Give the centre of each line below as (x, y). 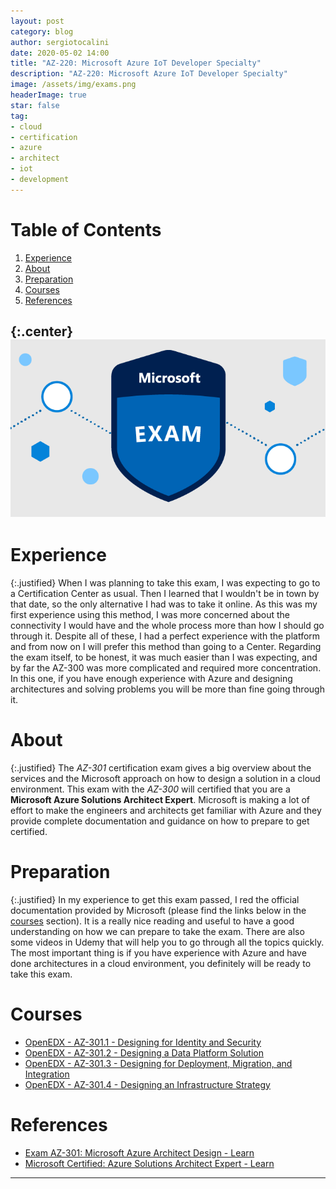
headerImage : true (48, 95)
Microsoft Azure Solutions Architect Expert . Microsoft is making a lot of (160, 799)
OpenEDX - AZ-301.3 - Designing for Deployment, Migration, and (158, 1063)
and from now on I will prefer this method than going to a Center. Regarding (166, 646)
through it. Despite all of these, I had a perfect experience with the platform (165, 636)
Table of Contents (86, 229)
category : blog (42, 31)
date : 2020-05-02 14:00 (60, 53)
